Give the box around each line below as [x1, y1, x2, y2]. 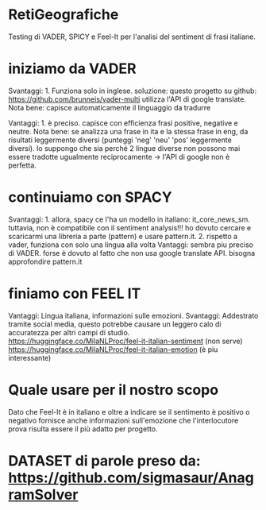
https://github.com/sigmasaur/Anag [8, 469, 254, 486]
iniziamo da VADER [8, 60, 137, 78]
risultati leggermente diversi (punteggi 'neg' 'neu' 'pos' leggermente [8, 135, 232, 145]
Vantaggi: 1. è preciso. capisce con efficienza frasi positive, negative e [8, 118, 238, 128]
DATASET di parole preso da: [8, 451, 201, 469]
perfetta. [8, 160, 37, 170]
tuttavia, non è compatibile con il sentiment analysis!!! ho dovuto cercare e [8, 222, 252, 232]
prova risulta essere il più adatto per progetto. [8, 423, 158, 434]
